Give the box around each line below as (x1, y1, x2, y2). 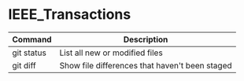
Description (123, 34, 168, 45)
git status (12, 47, 47, 58)
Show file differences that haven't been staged (59, 60, 232, 71)
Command (12, 34, 53, 45)
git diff (12, 60, 37, 71)
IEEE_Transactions (8, 6, 131, 24)
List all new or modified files (59, 47, 163, 58)
